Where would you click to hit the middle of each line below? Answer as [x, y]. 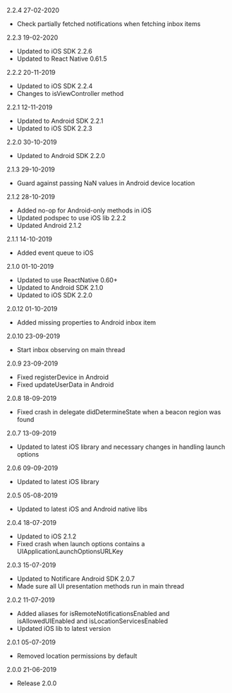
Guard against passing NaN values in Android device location [106, 183]
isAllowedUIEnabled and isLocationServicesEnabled [92, 621]
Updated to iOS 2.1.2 [47, 536]
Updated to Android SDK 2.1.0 [60, 288]
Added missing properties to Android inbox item [86, 323]
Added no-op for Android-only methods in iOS [84, 210]
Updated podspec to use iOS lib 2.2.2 [71, 218]
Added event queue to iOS [55, 253]
